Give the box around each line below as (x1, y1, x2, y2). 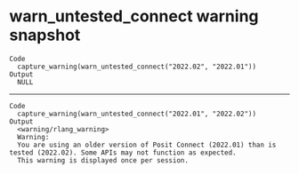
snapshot (9, 25, 81, 45)
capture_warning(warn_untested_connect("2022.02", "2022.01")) (17, 62, 256, 71)
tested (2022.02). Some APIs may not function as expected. (9, 148, 238, 157)
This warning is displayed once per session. (17, 155, 190, 165)
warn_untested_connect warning (9, 6, 259, 27)
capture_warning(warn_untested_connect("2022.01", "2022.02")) (17, 109, 256, 118)
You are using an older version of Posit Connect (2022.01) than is (17, 140, 277, 149)
